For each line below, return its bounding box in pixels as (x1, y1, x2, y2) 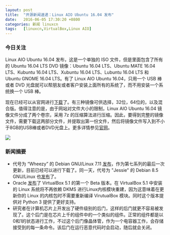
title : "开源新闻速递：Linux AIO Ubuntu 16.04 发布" (5, 12, 114, 17)
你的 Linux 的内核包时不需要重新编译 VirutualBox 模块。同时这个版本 (17, 192, 159, 198)
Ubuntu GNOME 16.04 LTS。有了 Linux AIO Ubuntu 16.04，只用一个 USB (5, 76, 156, 82)
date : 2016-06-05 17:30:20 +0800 (5, 17, 80, 22)
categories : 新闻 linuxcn (5, 21, 58, 27)
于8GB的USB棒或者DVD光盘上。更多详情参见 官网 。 (5, 125, 113, 131)
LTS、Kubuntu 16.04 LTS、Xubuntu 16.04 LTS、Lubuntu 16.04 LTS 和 (5, 69, 149, 75)
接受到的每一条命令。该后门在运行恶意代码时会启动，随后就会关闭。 (12, 224, 155, 230)
